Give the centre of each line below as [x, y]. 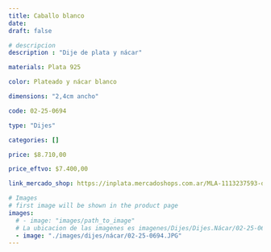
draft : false [30, 31]
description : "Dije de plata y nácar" [75, 53]
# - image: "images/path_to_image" [75, 221]
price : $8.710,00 [38, 155]
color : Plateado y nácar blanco [63, 82]
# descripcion [32, 45]
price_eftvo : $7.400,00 [48, 169]
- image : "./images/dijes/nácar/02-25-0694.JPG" [99, 235]
